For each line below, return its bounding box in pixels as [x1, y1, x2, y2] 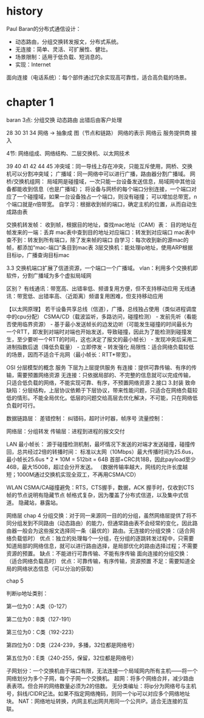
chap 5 [6, 577, 24, 584]
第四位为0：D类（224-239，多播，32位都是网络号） [6, 641, 138, 648]
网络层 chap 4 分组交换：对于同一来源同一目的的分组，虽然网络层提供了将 [6, 511, 192, 519]
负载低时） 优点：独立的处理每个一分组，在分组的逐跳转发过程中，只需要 [11, 535, 194, 542]
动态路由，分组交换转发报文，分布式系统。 [15, 38, 122, 45]
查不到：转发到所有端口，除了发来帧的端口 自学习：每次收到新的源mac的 [6, 236, 189, 244]
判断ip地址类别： [6, 589, 49, 597]
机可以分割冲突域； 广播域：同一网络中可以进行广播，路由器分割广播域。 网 [6, 170, 195, 177]
